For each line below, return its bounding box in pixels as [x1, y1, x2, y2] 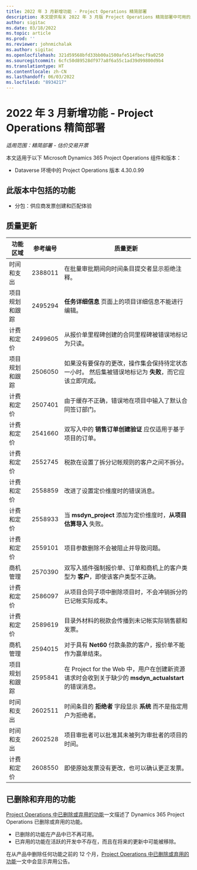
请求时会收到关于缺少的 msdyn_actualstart [64, 673, 184, 682]
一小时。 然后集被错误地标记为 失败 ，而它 [64, 368, 179, 376]
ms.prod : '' [6, 36, 35, 42]
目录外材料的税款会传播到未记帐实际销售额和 [64, 617, 188, 625]
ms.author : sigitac [6, 47, 54, 53]
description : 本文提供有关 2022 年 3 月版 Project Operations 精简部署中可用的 [6, 14, 191, 20]
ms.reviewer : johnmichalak [6, 42, 72, 48]
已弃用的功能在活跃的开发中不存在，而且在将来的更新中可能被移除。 [14, 838, 179, 845]
